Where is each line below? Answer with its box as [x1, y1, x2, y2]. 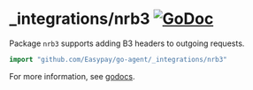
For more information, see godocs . [9, 71, 135, 81]
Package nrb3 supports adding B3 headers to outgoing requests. [9, 38, 245, 49]
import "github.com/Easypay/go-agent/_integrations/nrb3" [9, 55, 227, 64]
